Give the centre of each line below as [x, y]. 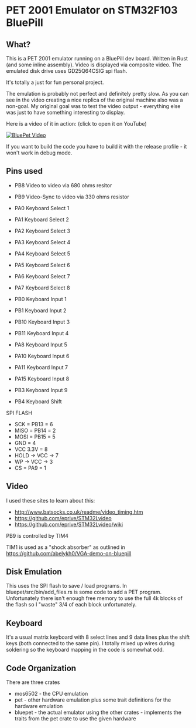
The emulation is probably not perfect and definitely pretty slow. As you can [97, 94]
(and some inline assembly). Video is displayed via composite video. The [94, 65]
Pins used [24, 171]
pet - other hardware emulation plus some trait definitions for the [93, 700]
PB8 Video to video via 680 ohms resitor [63, 185]
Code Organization [41, 668]
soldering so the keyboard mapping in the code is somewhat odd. [85, 650]
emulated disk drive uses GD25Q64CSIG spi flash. [67, 71]
